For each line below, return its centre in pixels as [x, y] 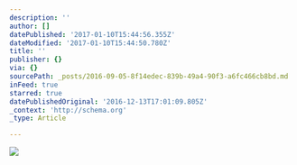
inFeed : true [34, 85]
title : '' [28, 51]
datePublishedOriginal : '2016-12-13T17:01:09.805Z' [108, 101]
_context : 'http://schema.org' [68, 110]
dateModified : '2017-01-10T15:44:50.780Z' [90, 43]
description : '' [40, 18]
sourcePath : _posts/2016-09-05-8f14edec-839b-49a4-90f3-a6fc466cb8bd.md [149, 77]
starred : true [36, 93]
